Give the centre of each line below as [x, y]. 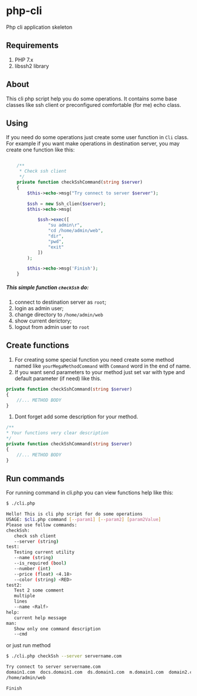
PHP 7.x [24, 59]
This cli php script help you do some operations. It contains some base [92, 99]
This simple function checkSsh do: [47, 287]
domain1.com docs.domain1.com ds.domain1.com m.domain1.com [85, 673]
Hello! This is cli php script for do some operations [74, 514]
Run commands [35, 478]
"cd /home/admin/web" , [76, 231]
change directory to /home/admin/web [59, 315]
